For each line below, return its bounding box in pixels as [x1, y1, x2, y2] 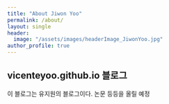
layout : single [7, 23, 51, 30]
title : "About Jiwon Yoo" [7, 10, 82, 17]
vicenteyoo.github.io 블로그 [7, 70, 127, 82]
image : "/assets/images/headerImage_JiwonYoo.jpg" [13, 36, 163, 43]
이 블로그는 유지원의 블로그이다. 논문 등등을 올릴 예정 [7, 89, 150, 98]
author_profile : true [7, 42, 70, 49]
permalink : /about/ [7, 17, 64, 24]
